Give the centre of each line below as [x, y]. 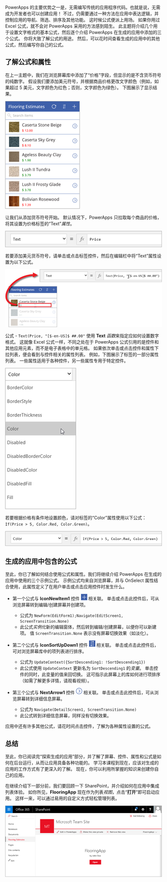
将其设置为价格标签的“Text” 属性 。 [40, 223]
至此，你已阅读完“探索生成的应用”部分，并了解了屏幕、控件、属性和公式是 [81, 757]
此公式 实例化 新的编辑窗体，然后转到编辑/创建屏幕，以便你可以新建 [88, 627]
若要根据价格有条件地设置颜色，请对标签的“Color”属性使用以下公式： [76, 518]
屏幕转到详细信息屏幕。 [41, 699]
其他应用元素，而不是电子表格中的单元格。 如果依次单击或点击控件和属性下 [82, 348]
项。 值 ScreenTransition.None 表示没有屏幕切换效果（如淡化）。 [85, 633]
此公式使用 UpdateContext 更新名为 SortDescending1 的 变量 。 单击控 [89, 668]
